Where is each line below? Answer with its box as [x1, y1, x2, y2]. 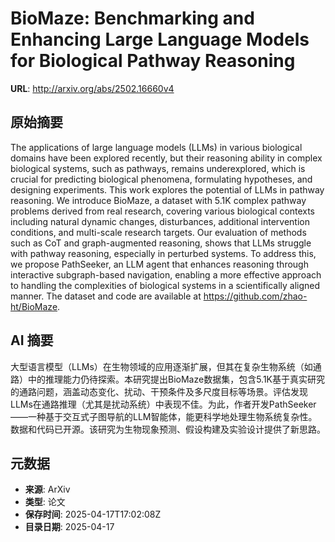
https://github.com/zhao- [203, 290, 308, 302]
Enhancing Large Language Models [10, 28, 310, 51]
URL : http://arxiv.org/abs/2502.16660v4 [10, 82, 175, 94]
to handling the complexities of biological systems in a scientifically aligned [10, 279, 321, 291]
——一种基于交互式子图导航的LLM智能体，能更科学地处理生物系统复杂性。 [10, 410, 318, 422]
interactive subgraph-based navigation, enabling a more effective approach [10, 268, 322, 281]
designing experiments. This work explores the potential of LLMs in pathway [10, 183, 325, 196]
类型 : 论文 [24, 496, 66, 508]
